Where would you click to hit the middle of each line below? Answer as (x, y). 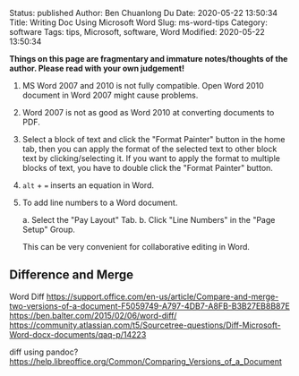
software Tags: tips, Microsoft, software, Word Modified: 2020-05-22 (137, 32)
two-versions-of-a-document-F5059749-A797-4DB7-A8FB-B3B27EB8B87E (150, 306)
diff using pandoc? (44, 352)
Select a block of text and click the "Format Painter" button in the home (154, 139)
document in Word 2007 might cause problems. (110, 95)
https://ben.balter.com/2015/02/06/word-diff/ (93, 315)
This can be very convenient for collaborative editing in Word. (136, 247)
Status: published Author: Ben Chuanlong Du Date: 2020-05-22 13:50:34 (144, 13)
